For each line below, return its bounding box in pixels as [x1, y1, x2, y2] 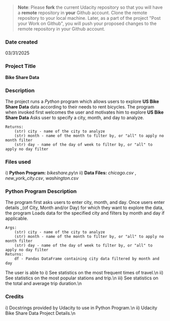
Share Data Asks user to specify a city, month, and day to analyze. [5, 114, 144, 121]
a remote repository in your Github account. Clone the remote [17, 10, 148, 16]
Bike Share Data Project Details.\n [5, 310, 76, 316]
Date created [5, 38, 38, 45]
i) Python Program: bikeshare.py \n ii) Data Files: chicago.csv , [5, 170, 137, 176]
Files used [5, 158, 31, 165]
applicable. [5, 216, 28, 222]
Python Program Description [5, 188, 77, 195]
